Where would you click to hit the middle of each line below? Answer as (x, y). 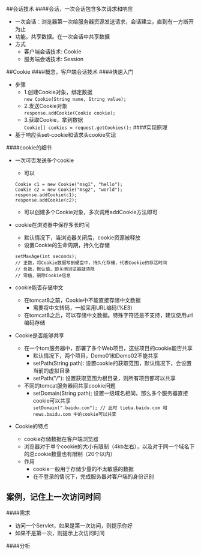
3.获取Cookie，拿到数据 (53, 120)
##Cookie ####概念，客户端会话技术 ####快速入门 (70, 72)
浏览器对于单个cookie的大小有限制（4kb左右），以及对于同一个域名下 (109, 446)
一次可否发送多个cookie (44, 160)
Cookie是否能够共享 (40, 335)
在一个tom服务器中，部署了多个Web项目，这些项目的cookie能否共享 (108, 348)
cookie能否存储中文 (39, 287)
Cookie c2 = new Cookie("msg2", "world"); (69, 190)
